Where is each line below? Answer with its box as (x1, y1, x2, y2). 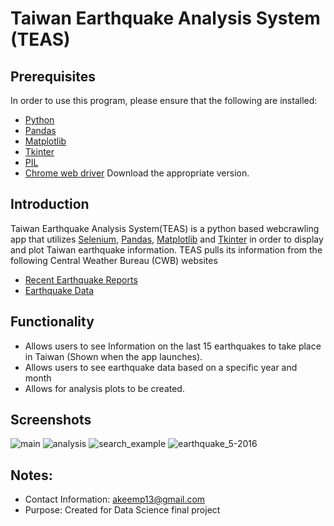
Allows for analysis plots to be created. (24, 382, 185, 394)
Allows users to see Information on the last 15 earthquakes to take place (24, 340, 322, 352)
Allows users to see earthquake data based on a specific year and (24, 361, 298, 373)
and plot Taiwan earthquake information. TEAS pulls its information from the (10, 243, 323, 256)
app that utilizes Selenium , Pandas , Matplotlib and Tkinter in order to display (10, 233, 324, 245)
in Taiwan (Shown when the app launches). (24, 350, 203, 362)
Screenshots (10, 412, 92, 429)
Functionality (10, 313, 95, 331)
